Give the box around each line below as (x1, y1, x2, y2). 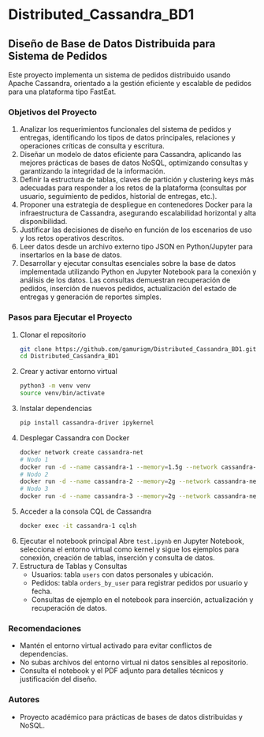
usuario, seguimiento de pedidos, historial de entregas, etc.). (19, 192, 218, 201)
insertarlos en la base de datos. (19, 250, 122, 260)
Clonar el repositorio (19, 330, 87, 339)
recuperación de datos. (31, 603, 108, 612)
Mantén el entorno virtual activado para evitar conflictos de (19, 641, 213, 650)
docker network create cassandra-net (19, 448, 144, 456)
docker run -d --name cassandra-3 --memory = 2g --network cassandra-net (19, 492, 260, 500)
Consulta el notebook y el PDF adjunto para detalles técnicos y (19, 666, 224, 675)
